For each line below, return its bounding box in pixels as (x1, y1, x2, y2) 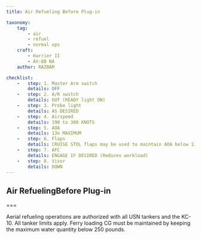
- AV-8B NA (28, 58, 55, 65)
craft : (17, 47, 33, 54)
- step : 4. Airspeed (17, 114, 74, 119)
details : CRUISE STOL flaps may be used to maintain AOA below (28, 142, 188, 148)
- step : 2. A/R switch (17, 91, 79, 97)
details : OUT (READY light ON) (28, 97, 106, 103)
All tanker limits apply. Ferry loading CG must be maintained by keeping (14, 219, 191, 227)
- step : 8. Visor (17, 158, 66, 164)
